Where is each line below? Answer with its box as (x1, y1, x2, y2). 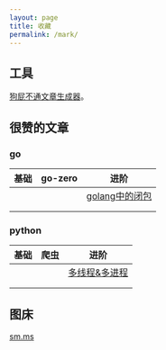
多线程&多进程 (68, 266, 129, 279)
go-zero (41, 172, 78, 184)
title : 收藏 (9, 22, 51, 31)
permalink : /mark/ (9, 30, 78, 39)
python (9, 224, 42, 237)
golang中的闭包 (86, 190, 152, 202)
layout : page (9, 13, 59, 22)
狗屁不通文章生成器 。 (9, 91, 88, 102)
